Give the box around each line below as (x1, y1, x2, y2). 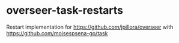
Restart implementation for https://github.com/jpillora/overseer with (6, 23, 174, 30)
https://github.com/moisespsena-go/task (6, 29, 108, 36)
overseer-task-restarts (6, 4, 124, 17)
